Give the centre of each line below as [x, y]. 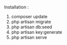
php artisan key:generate [37, 32]
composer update [29, 16]
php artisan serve [29, 37]
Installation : [17, 7]
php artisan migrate [31, 22]
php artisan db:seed [32, 27]
